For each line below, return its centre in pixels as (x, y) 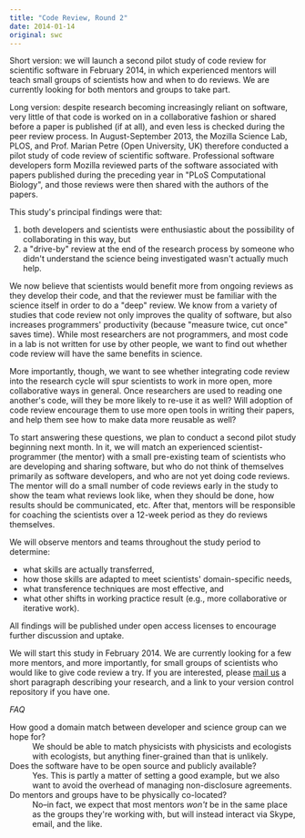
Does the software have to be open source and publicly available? (133, 766)
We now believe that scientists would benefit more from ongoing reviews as (152, 286)
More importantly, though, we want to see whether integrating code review (150, 372)
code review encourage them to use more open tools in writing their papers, (152, 410)
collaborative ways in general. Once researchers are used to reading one (146, 391)
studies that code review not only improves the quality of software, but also (151, 315)
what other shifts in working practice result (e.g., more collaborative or (155, 598)
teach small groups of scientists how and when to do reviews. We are (140, 80)
